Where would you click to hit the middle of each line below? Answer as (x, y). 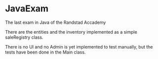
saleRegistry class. (24, 37)
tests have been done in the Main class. (45, 52)
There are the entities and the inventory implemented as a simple (71, 32)
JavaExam (27, 9)
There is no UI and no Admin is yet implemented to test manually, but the (79, 47)
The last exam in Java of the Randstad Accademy (56, 22)
